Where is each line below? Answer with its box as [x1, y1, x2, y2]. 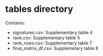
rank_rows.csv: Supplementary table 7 [12, 40, 92, 46]
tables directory [5, 3, 73, 15]
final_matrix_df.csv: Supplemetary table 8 [12, 45, 98, 51]
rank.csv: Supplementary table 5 [12, 35, 80, 41]
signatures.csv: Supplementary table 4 [12, 29, 93, 35]
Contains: [5, 20, 25, 26]
